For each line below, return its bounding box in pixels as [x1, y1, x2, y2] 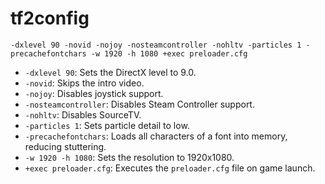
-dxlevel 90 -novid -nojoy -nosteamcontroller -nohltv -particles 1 [10, 40, 302, 50]
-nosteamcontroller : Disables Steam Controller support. [24, 98, 255, 110]
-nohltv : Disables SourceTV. [24, 108, 142, 121]
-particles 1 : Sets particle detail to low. [24, 119, 190, 131]
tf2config [10, 7, 90, 30]
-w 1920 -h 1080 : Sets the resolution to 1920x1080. [24, 151, 235, 163]
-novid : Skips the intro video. [24, 77, 145, 89]
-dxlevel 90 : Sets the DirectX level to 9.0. [24, 66, 197, 78]
